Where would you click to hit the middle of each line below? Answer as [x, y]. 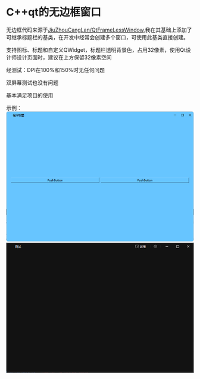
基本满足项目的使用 [30, 95]
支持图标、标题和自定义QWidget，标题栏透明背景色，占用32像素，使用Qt [96, 50]
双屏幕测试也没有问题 [32, 82]
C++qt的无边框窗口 [54, 12]
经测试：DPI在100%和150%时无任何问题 [56, 70]
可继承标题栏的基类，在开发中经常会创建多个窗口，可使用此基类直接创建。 [97, 37]
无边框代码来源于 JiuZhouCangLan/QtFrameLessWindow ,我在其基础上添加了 [99, 30]
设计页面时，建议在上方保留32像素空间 [64, 57]
